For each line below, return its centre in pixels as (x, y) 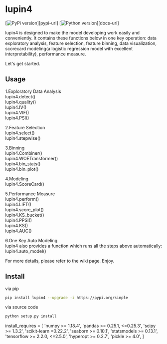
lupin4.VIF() (17, 112)
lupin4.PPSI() (19, 220)
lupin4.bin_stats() (23, 164)
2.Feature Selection (25, 127)
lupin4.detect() (20, 96)
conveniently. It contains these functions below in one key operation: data (81, 38)
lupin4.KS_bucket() (25, 215)
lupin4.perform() (22, 199)
